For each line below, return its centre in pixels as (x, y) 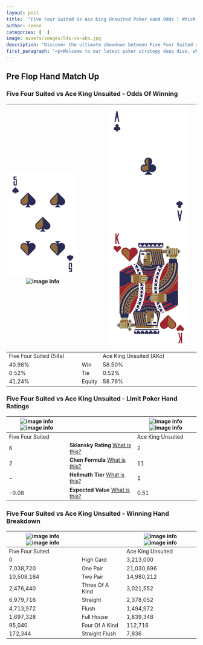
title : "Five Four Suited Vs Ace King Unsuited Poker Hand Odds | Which (101, 19)
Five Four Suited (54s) (37, 356)
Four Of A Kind (100, 626)
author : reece (24, 25)
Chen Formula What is (97, 460)
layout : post (23, 13)
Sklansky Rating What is (100, 445)
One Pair (92, 568)
